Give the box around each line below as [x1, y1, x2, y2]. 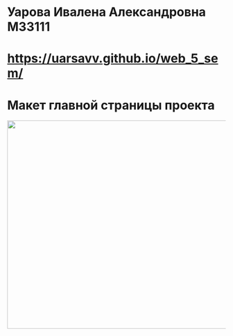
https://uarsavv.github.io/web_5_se [7, 51, 218, 67]
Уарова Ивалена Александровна [7, 4, 207, 20]
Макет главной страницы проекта [7, 97, 215, 113]
